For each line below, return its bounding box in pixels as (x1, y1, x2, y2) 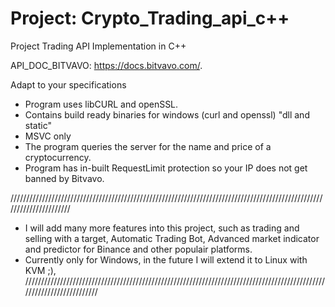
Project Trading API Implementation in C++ (10, 40, 187, 52)
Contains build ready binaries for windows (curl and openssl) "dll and (24, 108, 310, 121)
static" (24, 119, 52, 131)
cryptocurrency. (24, 151, 92, 163)
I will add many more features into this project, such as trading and (24, 222, 300, 234)
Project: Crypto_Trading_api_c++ (10, 7, 290, 30)
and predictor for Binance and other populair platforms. (24, 243, 253, 255)
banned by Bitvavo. (24, 172, 105, 184)
